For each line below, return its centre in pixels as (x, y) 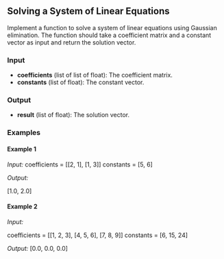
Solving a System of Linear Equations (88, 11)
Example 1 (22, 149)
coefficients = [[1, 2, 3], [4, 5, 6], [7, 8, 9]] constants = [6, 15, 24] (98, 235)
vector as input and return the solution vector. (72, 42)
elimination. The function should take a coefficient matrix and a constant (109, 35)
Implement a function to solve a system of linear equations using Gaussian (112, 27)
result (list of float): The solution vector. (73, 115)
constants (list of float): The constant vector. (80, 82)
